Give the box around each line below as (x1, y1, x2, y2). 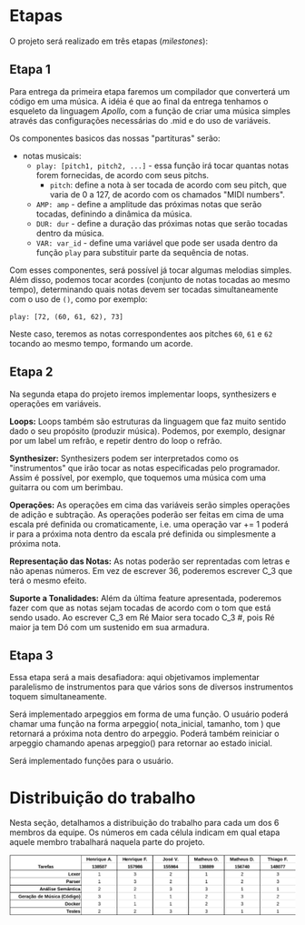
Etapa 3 (9, 648, 54, 663)
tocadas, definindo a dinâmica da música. (35, 208, 192, 219)
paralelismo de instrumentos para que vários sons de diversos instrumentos (9, 681, 293, 692)
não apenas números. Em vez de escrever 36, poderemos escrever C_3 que (9, 565, 293, 576)
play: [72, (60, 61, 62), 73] (9, 312, 124, 321)
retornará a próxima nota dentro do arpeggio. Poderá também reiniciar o (9, 729, 280, 739)
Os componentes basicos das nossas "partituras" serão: (9, 133, 221, 144)
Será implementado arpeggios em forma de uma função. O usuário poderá (9, 709, 289, 719)
